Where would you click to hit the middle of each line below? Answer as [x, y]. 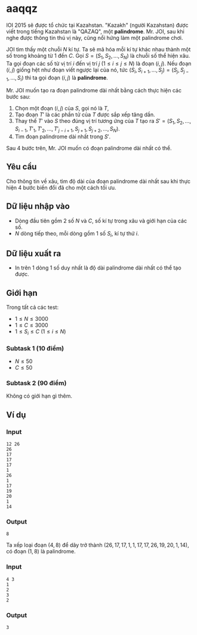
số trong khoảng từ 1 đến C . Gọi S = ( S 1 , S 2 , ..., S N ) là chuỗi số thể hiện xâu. [98, 56]
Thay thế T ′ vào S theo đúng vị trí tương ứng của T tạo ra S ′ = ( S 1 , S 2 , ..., [103, 122]
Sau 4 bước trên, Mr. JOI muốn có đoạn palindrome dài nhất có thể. [89, 148]
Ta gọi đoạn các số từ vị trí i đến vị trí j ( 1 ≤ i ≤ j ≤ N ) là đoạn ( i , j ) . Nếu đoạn [99, 63]
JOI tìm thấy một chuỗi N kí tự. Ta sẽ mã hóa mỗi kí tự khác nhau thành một [98, 49]
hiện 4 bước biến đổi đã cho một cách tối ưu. [61, 187]
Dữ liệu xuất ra [34, 253]
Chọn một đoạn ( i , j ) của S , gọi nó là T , [62, 109]
